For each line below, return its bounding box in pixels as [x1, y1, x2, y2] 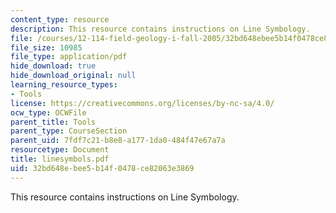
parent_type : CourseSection [10, 126, 128, 136]
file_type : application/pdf [10, 52, 128, 62]
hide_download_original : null [10, 71, 137, 81]
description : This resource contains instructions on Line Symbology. [10, 24, 311, 34]
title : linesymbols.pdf [10, 154, 110, 164]
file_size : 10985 [10, 42, 83, 53]
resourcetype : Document [10, 145, 110, 155]
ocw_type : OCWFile [10, 107, 87, 118]
